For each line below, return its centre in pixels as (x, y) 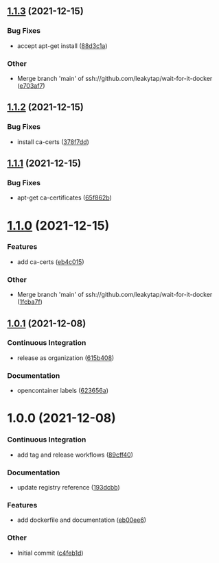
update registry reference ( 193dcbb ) (68, 487)
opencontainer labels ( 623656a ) (62, 391)
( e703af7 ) (31, 86)
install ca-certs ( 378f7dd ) (53, 142)
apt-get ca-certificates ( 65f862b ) (64, 197)
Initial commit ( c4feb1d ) (50, 553)
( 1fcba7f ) (30, 302)
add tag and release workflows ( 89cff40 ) (75, 455)
